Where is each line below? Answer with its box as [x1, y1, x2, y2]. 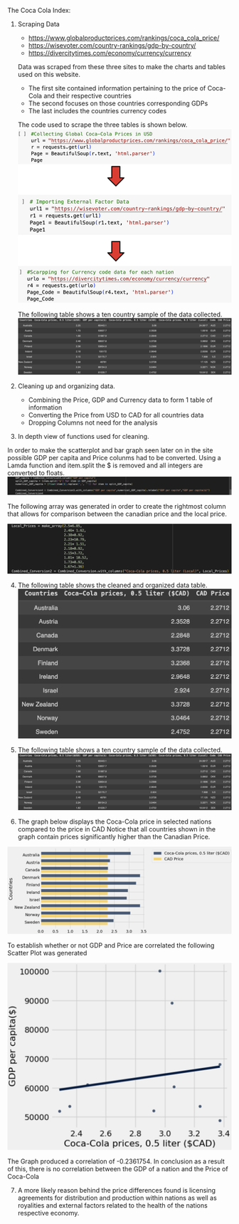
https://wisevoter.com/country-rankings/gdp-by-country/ [28, 41, 196, 49]
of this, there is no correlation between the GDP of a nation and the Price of [7, 1165, 229, 1173]
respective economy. [17, 1209, 80, 1218]
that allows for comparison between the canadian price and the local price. [7, 509, 228, 518]
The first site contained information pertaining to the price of [28, 84, 206, 92]
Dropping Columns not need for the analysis [28, 418, 158, 427]
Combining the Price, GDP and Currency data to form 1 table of [28, 395, 213, 404]
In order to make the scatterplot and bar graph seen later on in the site [7, 445, 213, 455]
